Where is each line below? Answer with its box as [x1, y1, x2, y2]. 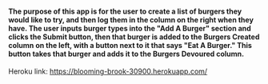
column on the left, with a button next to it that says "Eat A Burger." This [8, 40, 252, 50]
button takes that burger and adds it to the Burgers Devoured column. [8, 49, 245, 58]
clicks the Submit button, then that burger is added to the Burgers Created [8, 32, 260, 42]
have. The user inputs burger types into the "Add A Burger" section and [8, 23, 252, 33]
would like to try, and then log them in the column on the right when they [8, 14, 254, 24]
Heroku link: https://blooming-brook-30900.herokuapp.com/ [8, 66, 208, 76]
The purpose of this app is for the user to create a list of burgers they [8, 6, 242, 16]
